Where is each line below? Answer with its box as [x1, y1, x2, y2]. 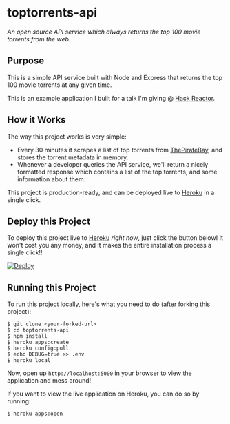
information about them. [17, 174, 86, 183]
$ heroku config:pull [7, 345, 70, 352]
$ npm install [7, 333, 48, 340]
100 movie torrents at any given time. [7, 81, 112, 89]
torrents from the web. [7, 34, 71, 43]
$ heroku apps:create [7, 339, 70, 346]
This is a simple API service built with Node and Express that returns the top [7, 73, 222, 81]
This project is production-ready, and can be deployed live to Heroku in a [7, 188, 215, 196]
